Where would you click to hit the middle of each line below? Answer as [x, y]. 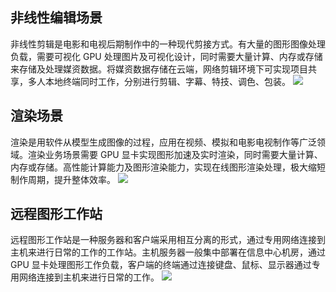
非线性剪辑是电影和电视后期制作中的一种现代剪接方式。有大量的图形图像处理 [168, 44]
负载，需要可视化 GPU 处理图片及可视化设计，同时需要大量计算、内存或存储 [166, 56]
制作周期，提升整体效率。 [63, 179]
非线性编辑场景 [56, 18]
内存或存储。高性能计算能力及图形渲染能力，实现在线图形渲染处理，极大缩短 [168, 167]
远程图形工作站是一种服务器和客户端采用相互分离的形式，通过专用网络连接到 [168, 240]
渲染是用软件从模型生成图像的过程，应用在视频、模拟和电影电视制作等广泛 [163, 142]
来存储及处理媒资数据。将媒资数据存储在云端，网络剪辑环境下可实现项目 [159, 69]
